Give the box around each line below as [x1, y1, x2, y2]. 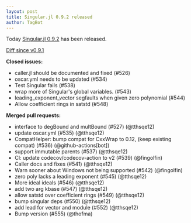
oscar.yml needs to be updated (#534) [14, 76, 107, 83]
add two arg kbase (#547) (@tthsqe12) [14, 186, 108, 193]
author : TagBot [6, 19, 43, 25]
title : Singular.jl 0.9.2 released [6, 14, 93, 20]
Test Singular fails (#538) [14, 82, 76, 89]
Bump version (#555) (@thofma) [14, 210, 93, 217]
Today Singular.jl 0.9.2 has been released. [6, 36, 107, 43]
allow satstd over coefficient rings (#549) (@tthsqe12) [14, 191, 145, 199]
